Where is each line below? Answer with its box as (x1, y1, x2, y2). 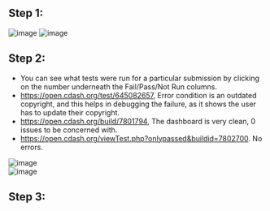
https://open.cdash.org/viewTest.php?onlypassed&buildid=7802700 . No (20, 133, 263, 143)
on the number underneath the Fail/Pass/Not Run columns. (20, 81, 218, 92)
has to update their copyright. (20, 107, 120, 117)
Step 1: (8, 6, 44, 20)
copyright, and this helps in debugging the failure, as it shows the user (20, 99, 256, 109)
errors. (20, 142, 43, 152)
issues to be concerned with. (20, 125, 118, 135)
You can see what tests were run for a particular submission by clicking (20, 73, 260, 83)
